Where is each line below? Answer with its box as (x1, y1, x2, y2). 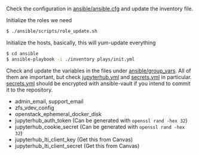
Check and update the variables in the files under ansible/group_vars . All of (6, 67, 191, 74)
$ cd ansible (6, 50, 39, 56)
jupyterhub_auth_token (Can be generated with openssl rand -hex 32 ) (14, 117, 188, 124)
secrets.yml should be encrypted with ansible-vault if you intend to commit (6, 80, 191, 87)
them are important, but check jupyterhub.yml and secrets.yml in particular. (6, 73, 192, 80)
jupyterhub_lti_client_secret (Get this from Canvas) (14, 142, 140, 149)
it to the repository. (6, 86, 53, 93)
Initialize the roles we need (6, 17, 72, 23)
